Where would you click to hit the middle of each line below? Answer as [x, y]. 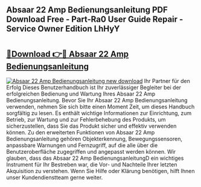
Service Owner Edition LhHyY [63, 29]
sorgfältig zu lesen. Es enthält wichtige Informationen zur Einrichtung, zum [99, 113]
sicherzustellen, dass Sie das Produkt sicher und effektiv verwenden [91, 126]
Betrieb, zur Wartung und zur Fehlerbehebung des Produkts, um [86, 120]
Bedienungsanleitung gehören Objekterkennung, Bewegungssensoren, [94, 139]
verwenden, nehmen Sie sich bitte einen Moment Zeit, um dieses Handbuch [101, 107]
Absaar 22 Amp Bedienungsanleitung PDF [87, 10]
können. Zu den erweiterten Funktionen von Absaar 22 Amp [81, 132]
